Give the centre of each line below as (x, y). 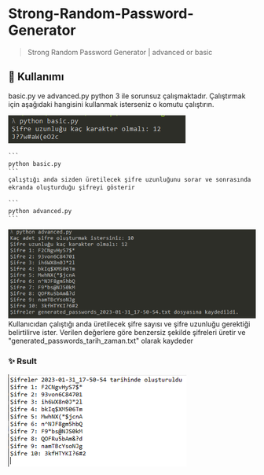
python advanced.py (40, 211)
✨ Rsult (23, 361)
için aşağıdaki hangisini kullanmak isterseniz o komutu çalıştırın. (111, 104)
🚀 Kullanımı (36, 77)
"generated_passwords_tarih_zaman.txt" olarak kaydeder (101, 341)
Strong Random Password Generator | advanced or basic (120, 52)
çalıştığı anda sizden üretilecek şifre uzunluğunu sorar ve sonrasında (130, 179)
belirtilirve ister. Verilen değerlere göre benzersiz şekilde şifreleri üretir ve (127, 333)
